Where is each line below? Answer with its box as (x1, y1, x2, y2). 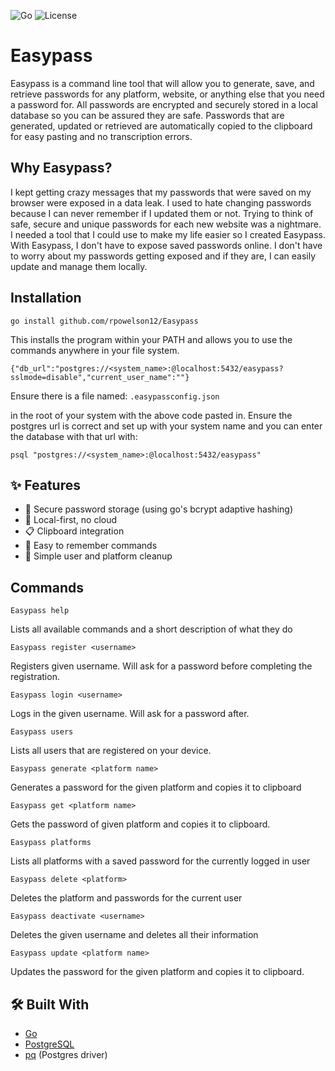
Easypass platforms (10, 838, 92, 848)
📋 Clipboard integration (24, 525, 125, 537)
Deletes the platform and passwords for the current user (10, 892, 243, 904)
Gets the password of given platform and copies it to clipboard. (10, 818, 271, 830)
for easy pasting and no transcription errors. (10, 130, 193, 142)
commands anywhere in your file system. (10, 344, 180, 356)
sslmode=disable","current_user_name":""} (10, 372, 190, 382)
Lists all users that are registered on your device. (10, 745, 212, 757)
